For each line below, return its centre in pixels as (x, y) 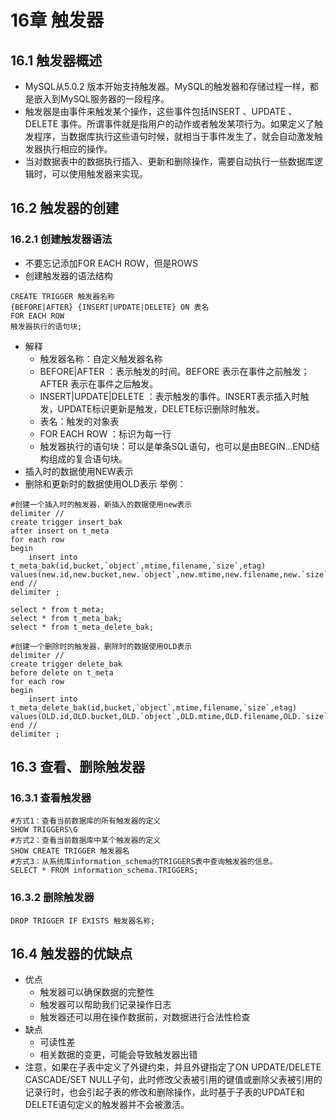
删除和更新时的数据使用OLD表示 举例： (105, 483)
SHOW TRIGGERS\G (44, 830)
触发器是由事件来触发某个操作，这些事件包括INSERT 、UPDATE (155, 111)
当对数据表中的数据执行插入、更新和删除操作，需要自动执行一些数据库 (169, 161)
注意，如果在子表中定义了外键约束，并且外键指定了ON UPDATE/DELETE (173, 1067)
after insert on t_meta (60, 531)
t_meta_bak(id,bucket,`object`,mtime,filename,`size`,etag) (138, 566)
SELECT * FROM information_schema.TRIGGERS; (104, 871)
